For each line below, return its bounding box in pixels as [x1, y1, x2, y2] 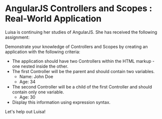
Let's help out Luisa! [5, 108, 46, 114]
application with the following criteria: [5, 49, 80, 55]
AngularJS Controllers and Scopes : [5, 3, 152, 14]
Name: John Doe [19, 74, 54, 79]
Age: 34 [19, 78, 36, 85]
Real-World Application [5, 13, 102, 24]
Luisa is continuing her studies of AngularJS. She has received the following [5, 29, 157, 35]
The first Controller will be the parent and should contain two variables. [12, 68, 155, 74]
